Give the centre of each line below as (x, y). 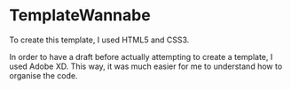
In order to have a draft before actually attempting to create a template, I (141, 56)
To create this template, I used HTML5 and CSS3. (99, 40)
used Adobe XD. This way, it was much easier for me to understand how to (146, 66)
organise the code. (43, 75)
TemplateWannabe (80, 15)
